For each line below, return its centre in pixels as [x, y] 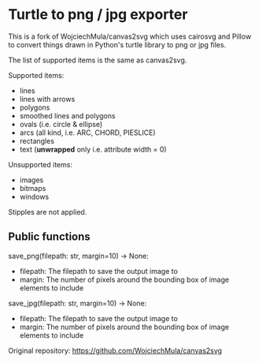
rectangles [37, 140]
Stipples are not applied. [48, 211]
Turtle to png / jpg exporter [98, 15]
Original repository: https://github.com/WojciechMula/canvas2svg [115, 350]
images [31, 180]
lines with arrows [47, 99]
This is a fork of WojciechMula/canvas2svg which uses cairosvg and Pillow [130, 36]
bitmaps [33, 188]
